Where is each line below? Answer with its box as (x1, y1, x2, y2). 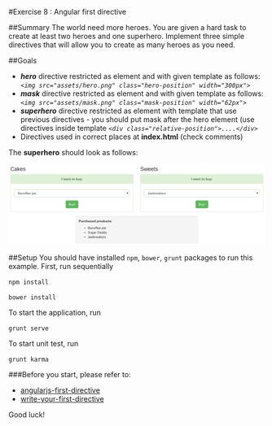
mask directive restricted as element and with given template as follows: (20, 89, 264, 98)
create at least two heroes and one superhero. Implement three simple (8, 32, 245, 41)
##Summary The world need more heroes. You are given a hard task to (8, 23, 247, 32)
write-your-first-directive (20, 394, 104, 404)
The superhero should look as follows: (8, 148, 138, 157)
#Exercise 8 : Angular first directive (8, 7, 127, 16)
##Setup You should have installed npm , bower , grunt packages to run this (8, 253, 253, 263)
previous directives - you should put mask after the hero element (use (20, 115, 255, 124)
